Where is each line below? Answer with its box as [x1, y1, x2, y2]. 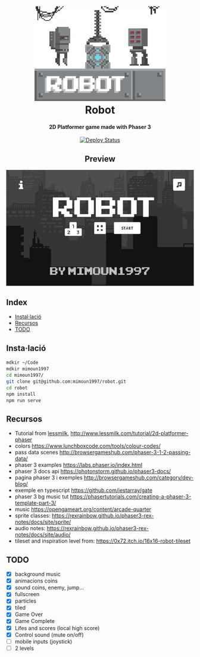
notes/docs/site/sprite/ [14, 519, 71, 526]
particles [14, 597, 37, 605]
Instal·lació [14, 313, 42, 320]
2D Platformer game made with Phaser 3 [49, 123, 151, 131]
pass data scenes [14, 449, 58, 456]
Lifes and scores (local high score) [14, 624, 100, 631]
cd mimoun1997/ [6, 373, 44, 379]
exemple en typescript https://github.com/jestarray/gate [14, 486, 153, 494]
